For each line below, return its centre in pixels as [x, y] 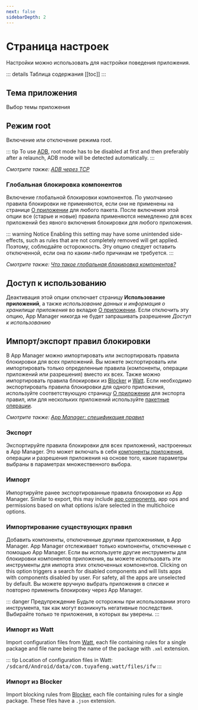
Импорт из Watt [30, 629]
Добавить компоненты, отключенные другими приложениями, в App [94, 539]
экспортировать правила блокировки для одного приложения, [86, 387]
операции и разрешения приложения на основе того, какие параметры [97, 458]
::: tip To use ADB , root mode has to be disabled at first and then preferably [98, 152]
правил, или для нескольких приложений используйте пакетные [88, 399]
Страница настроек [58, 46]
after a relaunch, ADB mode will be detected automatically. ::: [80, 158]
